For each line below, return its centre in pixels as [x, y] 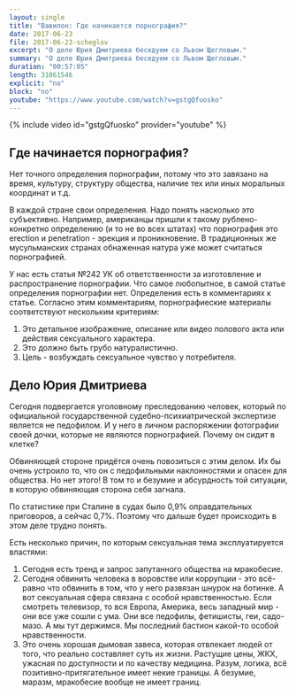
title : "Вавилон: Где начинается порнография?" [99, 26]
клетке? [24, 444]
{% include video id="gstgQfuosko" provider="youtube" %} [118, 125]
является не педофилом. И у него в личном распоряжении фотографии [144, 425]
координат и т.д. [40, 193]
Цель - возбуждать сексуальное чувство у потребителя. [129, 357]
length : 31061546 [41, 75]
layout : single [37, 17]
